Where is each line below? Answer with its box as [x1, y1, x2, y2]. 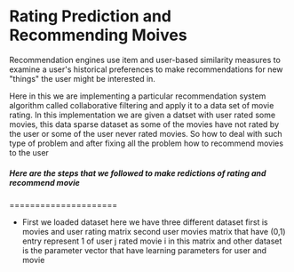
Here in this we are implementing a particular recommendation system [9, 91, 266, 101]
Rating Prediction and [9, 6, 171, 27]
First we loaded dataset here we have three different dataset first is [21, 216, 268, 228]
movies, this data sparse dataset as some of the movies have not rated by [9, 118, 280, 130]
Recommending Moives [9, 25, 188, 45]
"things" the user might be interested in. [9, 73, 155, 84]
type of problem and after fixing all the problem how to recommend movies [9, 138, 284, 148]
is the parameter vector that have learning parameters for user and [21, 244, 267, 255]
